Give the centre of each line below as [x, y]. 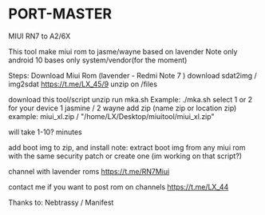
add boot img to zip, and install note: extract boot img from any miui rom [127, 147]
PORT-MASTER [60, 14]
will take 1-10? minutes [45, 132]
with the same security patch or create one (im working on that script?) [125, 156]
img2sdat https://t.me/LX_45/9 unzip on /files [83, 84]
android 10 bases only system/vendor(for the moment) [98, 60]
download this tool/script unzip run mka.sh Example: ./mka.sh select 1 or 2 [131, 99]
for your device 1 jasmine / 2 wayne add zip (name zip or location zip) [123, 108]
